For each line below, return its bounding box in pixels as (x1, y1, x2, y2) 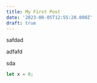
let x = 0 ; (6, 72, 34, 78)
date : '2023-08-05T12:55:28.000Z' (6, 14, 93, 20)
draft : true (6, 20, 36, 26)
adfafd (6, 48, 23, 55)
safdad (6, 37, 24, 44)
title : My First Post (6, 8, 61, 15)
